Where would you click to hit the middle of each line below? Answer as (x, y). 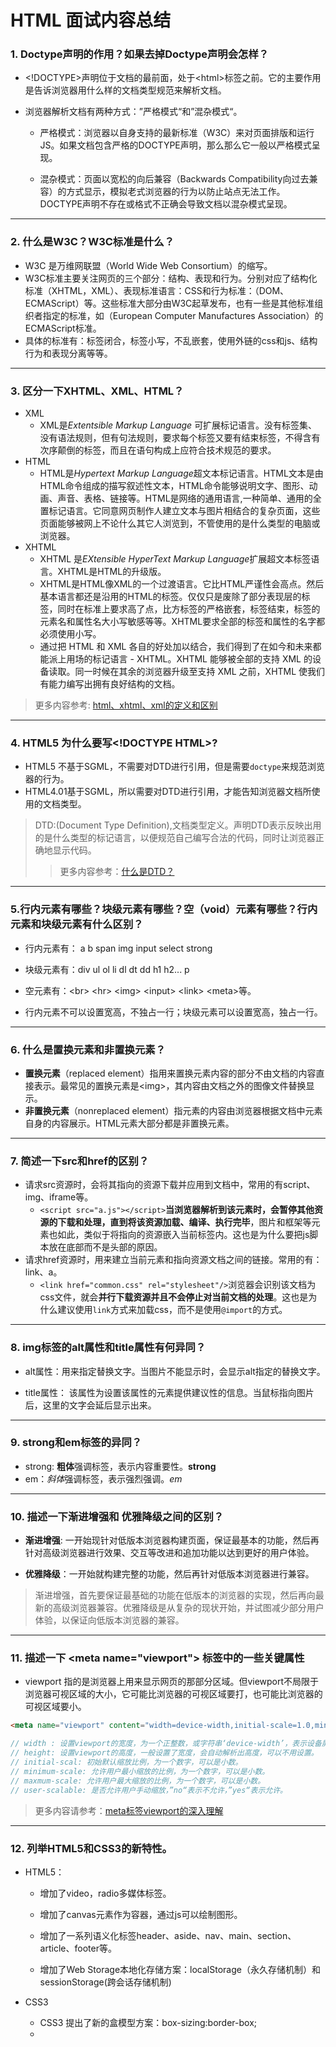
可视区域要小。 (55, 1707)
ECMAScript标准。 (63, 328)
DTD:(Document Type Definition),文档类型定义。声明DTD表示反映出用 (178, 825)
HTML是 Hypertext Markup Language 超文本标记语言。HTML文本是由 (181, 473)
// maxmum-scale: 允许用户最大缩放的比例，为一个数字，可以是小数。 (138, 1781)
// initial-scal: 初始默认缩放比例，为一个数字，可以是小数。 (126, 1762)
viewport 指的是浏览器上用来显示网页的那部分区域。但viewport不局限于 (172, 1682)
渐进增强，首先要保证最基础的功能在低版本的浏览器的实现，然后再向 (175, 1595)
